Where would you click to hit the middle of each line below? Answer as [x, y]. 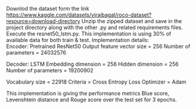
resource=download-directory [43, 21]
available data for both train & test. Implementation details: [78, 40]
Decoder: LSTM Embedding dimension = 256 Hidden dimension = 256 [92, 64]
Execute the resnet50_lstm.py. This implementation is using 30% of [89, 34]
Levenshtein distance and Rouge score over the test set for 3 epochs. [92, 100]
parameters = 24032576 [36, 52]
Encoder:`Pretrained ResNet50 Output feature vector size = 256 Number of [98, 46]
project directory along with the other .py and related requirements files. [95, 27]
